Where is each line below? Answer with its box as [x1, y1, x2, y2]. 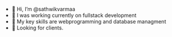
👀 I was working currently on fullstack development [11, 12, 137, 19]
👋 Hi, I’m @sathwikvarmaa [11, 6, 75, 12]
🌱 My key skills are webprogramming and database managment [11, 18, 167, 25]
